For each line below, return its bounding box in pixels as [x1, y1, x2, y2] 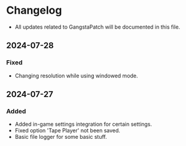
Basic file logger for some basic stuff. [14, 133, 108, 141]
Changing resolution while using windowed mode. [14, 72, 139, 79]
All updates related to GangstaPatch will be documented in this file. [14, 23, 181, 30]
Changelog [6, 4, 62, 17]
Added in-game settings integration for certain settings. [14, 120, 153, 128]
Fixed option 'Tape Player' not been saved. [14, 127, 121, 134]
